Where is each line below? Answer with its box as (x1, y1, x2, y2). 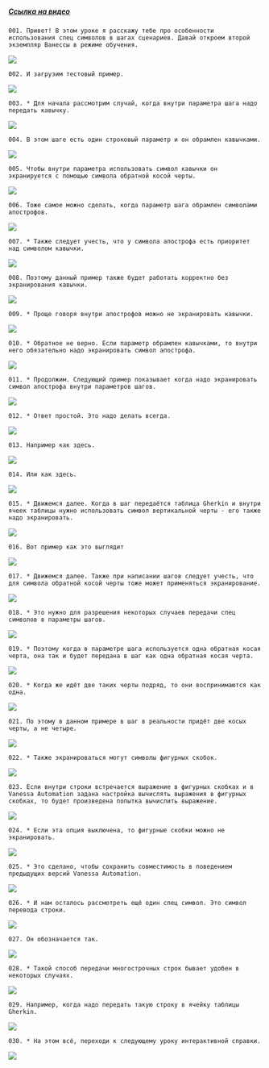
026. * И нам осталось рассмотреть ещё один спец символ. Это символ (8, 899, 247, 907)
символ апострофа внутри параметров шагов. (8, 382, 157, 390)
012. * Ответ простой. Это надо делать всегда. (8, 411, 172, 419)
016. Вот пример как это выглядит (8, 543, 125, 551)
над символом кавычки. (8, 244, 85, 252)
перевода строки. (8, 906, 67, 914)
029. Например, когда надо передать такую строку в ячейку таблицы (8, 1000, 240, 1008)
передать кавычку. (8, 106, 70, 115)
